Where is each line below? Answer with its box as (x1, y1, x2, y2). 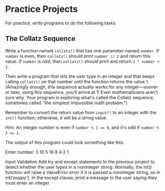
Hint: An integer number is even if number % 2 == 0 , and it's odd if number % (5, 124, 159, 130)
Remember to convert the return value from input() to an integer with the (5, 109, 156, 115)
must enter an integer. (5, 180, 51, 186)
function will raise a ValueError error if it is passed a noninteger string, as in (5, 169, 160, 175)
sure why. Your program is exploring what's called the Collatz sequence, (5, 94, 154, 100)
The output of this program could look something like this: (5, 139, 124, 145)
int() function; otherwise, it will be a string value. (5, 115, 107, 121)
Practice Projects (5, 3, 78, 15)
